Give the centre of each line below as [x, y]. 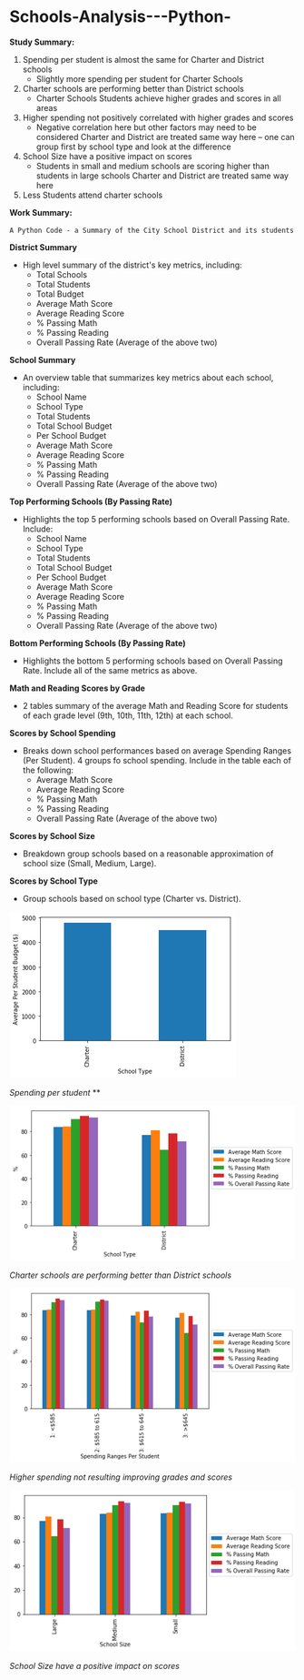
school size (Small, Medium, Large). [89, 863]
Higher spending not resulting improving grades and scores [121, 1477]
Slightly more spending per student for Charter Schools [139, 78]
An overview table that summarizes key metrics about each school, [148, 377]
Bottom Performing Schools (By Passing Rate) [98, 643]
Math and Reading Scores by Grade [77, 688]
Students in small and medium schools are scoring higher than [152, 166]
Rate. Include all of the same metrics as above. [110, 670]
